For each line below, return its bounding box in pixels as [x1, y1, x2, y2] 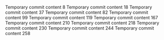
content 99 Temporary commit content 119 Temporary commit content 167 [5, 15, 158, 20]
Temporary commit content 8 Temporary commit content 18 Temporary [5, 4, 152, 10]
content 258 [5, 31, 31, 36]
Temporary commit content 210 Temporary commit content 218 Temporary [5, 20, 159, 26]
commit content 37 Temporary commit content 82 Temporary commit [5, 9, 148, 15]
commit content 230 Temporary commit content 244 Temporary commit [5, 25, 154, 31]
